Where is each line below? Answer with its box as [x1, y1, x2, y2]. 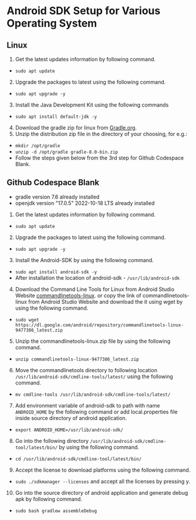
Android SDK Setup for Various [6, 4, 161, 18]
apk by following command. [15, 495, 83, 502]
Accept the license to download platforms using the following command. [15, 466, 191, 473]
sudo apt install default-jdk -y [15, 114, 97, 120]
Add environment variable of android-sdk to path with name [15, 402, 160, 409]
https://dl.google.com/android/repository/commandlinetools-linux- [15, 322, 184, 328]
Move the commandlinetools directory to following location [15, 366, 158, 373]
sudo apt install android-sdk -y [15, 269, 97, 275]
